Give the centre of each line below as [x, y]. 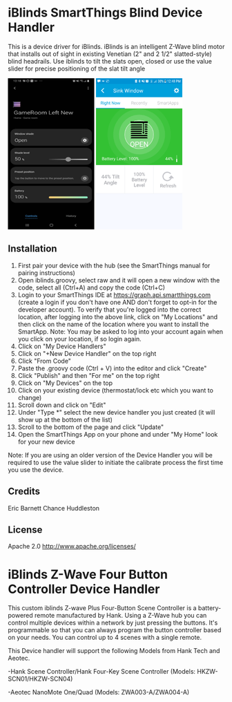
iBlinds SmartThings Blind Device [105, 13]
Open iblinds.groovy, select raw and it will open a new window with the [119, 280]
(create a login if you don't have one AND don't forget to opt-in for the [117, 302]
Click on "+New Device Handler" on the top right [87, 353]
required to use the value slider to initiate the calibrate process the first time [116, 462]
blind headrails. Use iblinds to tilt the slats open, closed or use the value [110, 61]
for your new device [46, 442]
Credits [24, 492]
